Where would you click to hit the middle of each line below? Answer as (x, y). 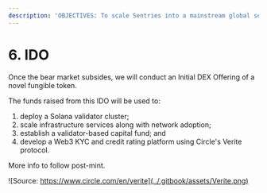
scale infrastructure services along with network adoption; (116, 125)
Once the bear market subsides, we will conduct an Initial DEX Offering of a (132, 77)
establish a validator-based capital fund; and (93, 133)
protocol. (35, 150)
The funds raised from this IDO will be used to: (84, 101)
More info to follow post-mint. (57, 165)
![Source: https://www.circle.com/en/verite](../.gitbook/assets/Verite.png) (128, 180)
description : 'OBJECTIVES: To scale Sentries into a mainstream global (129, 15)
